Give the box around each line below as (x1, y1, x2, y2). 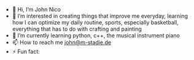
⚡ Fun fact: (12, 48, 40, 55)
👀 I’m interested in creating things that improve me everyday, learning (12, 12, 188, 20)
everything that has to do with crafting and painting (12, 25, 142, 32)
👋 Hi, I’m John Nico (12, 6, 61, 13)
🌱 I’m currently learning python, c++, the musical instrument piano (12, 32, 180, 39)
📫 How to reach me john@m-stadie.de (12, 39, 112, 46)
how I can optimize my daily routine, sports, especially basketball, (12, 19, 179, 26)
